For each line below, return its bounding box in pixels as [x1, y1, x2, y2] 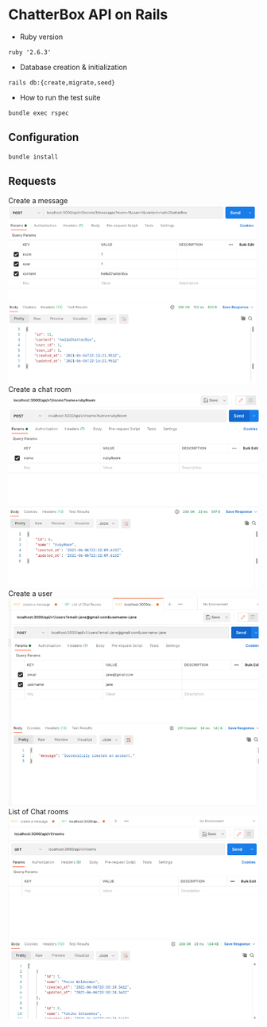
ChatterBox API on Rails [8, 6, 168, 24]
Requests [8, 174, 56, 188]
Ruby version [19, 32, 64, 41]
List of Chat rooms [8, 806, 69, 816]
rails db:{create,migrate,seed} [8, 78, 115, 87]
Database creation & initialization [19, 62, 127, 72]
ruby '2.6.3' [8, 48, 52, 57]
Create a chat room [8, 385, 72, 394]
